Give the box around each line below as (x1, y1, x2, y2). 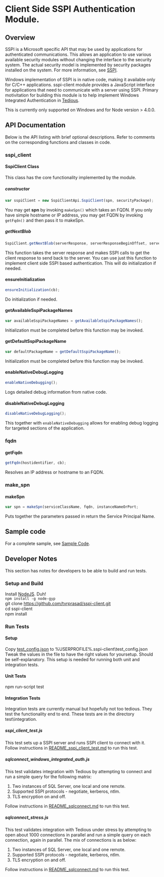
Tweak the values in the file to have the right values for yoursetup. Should (5, 651, 153, 657)
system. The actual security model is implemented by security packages (5, 62, 151, 68)
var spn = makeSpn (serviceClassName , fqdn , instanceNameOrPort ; (5, 504, 139, 510)
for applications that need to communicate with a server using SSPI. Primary (5, 87, 159, 93)
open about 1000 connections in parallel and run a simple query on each (5, 832, 151, 838)
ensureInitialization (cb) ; (5, 287, 60, 292)
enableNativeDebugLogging (5, 369, 63, 375)
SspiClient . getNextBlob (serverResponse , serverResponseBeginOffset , (5, 241, 147, 246)
